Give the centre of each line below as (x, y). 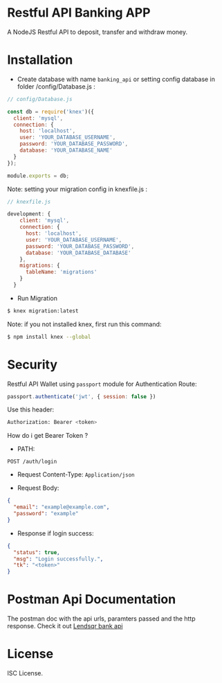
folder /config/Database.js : (56, 86)
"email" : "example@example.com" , (62, 507)
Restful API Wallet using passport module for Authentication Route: (102, 384)
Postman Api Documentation (92, 600)
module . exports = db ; (38, 176)
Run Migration (37, 298)
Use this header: (30, 409)
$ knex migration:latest (43, 311)
